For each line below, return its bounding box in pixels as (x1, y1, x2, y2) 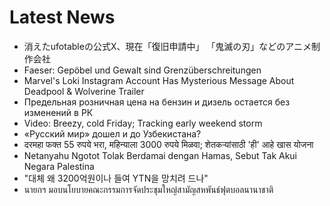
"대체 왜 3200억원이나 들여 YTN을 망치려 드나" (23, 172, 209, 184)
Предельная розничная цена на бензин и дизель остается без (23, 96, 291, 108)
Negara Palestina (23, 160, 95, 172)
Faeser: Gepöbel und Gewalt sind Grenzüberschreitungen (23, 64, 262, 76)
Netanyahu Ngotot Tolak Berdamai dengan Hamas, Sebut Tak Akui (23, 149, 298, 161)
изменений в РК (23, 106, 94, 118)
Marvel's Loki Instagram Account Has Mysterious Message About (23, 74, 295, 86)
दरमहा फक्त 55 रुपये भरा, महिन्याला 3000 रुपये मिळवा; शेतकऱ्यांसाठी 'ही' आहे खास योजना (23, 138, 314, 150)
